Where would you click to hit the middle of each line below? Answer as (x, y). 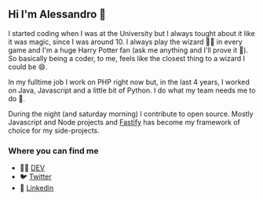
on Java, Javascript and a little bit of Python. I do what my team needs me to (132, 90)
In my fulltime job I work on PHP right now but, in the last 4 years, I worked (129, 82)
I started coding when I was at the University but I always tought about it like (131, 33)
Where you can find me (53, 151)
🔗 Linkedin (37, 188)
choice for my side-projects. (54, 130)
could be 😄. (28, 67)
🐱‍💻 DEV (32, 168)
